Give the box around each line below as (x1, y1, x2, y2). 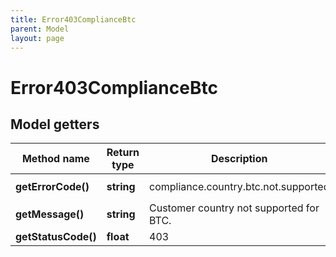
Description (211, 152, 268, 166)
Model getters (10, 116, 100, 133)
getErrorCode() (15, 180, 90, 194)
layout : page (10, 33, 65, 43)
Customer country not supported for (149, 201, 320, 215)
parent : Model (10, 24, 70, 34)
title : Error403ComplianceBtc (10, 14, 137, 25)
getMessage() (15, 207, 85, 221)
